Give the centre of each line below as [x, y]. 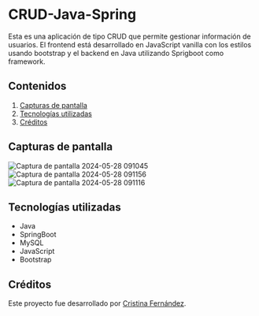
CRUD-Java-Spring [72, 15]
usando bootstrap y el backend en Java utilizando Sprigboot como [116, 53]
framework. [27, 61]
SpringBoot [38, 235]
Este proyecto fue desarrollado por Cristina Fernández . [97, 303]
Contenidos [37, 86]
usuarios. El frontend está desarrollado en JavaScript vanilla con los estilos [130, 44]
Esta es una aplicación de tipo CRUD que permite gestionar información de [129, 36]
